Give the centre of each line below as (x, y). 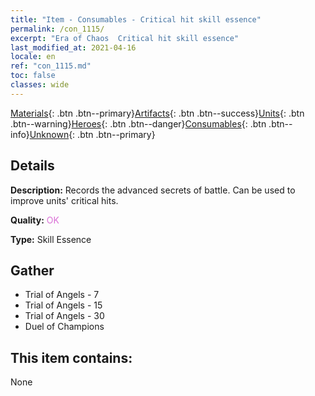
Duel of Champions (64, 327)
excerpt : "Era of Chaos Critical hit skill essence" (125, 38)
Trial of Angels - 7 (62, 295)
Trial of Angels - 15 (63, 305)
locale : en (33, 57)
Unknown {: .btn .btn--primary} (92, 134)
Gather (32, 270)
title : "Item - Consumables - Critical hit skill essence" (136, 19)
